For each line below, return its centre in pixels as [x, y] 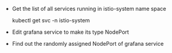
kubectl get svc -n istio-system [51, 20]
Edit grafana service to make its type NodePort [70, 32]
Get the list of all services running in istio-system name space [89, 9]
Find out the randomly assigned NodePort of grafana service [88, 44]
